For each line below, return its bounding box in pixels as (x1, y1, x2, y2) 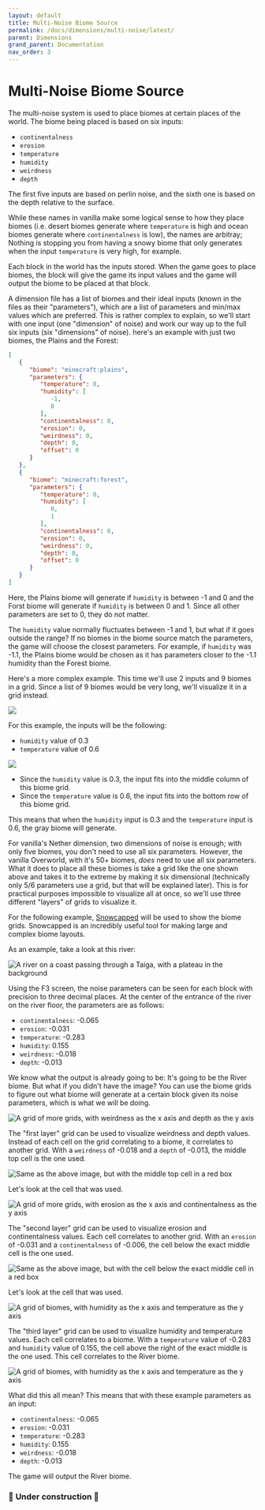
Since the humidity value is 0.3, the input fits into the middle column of (19, 774, 249, 784)
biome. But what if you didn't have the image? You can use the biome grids (8, 1081, 252, 1090)
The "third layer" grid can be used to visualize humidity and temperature (8, 1326, 243, 1336)
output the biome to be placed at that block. (8, 278, 151, 288)
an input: (8, 1399, 37, 1408)
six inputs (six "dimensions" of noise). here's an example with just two (8, 327, 236, 336)
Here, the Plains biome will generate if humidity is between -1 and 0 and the (8, 593, 254, 602)
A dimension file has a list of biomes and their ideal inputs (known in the (8, 294, 242, 303)
